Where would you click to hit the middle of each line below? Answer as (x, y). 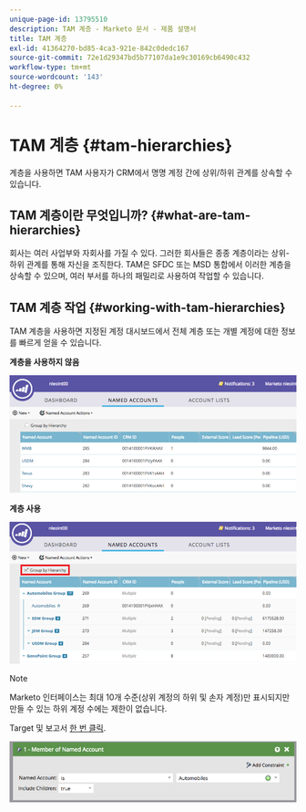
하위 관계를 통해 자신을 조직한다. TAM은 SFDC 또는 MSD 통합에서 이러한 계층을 (150, 265)
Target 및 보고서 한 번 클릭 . (58, 728)
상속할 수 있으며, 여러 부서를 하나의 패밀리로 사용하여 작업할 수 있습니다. (137, 276)
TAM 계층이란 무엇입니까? (79, 215)
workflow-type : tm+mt (51, 68)
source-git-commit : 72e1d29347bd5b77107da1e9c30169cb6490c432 (130, 58)
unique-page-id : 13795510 (58, 19)
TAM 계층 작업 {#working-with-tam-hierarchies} (148, 307)
